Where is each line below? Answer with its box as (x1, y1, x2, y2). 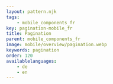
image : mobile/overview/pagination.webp (6, 42, 108, 48)
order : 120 (6, 53, 33, 59)
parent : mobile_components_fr (6, 36, 81, 42)
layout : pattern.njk (6, 8, 57, 15)
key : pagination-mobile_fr (6, 25, 73, 31)
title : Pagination (6, 31, 51, 37)
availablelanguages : (6, 58, 57, 64)
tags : (6, 14, 20, 20)
